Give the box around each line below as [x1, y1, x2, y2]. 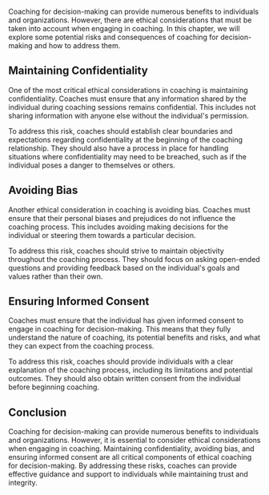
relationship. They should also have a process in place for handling [8, 143, 229, 153]
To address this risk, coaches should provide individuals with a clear [8, 356, 234, 367]
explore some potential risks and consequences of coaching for [8, 32, 219, 42]
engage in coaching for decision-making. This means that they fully [8, 324, 231, 334]
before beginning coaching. [8, 382, 100, 392]
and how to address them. [34, 41, 121, 50]
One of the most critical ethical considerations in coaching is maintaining [8, 85, 248, 95]
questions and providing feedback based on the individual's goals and [8, 263, 240, 272]
